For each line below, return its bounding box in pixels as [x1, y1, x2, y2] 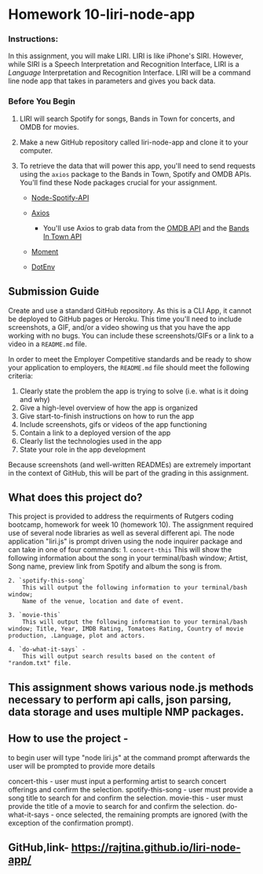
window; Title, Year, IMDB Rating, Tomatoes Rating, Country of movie [8, 625, 244, 633]
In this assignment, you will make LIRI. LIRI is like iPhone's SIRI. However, [8, 51, 243, 60]
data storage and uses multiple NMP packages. [8, 705, 245, 719]
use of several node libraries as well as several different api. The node [8, 528, 235, 538]
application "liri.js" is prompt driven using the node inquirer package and [8, 536, 243, 547]
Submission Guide [8, 285, 100, 298]
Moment [31, 247, 59, 256]
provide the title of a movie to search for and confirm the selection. [8, 801, 225, 810]
